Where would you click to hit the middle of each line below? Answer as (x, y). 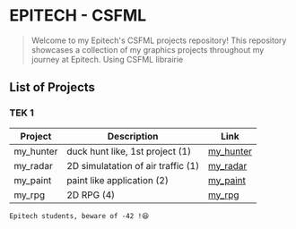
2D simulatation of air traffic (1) (133, 165)
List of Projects (52, 87)
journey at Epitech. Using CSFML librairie (107, 59)
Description (133, 136)
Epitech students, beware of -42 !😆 (79, 216)
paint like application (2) (118, 180)
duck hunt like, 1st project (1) (129, 151)
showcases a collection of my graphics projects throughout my (148, 49)
